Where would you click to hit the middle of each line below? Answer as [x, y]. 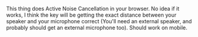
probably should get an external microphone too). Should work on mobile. [97, 27]
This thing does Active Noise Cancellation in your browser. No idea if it [93, 9]
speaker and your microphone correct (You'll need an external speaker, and [99, 21]
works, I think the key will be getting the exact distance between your [92, 15]
